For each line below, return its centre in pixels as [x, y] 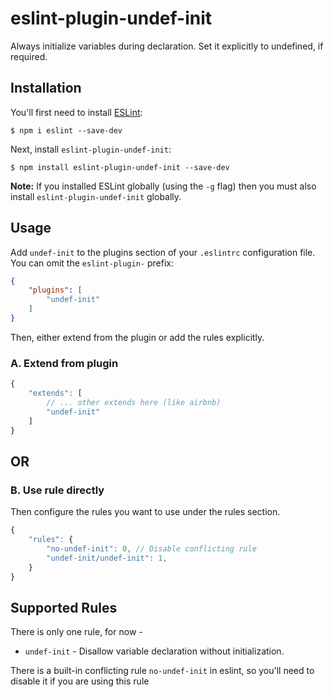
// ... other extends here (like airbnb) [134, 402]
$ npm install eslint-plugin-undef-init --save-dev [120, 167]
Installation [46, 88]
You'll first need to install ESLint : [76, 112]
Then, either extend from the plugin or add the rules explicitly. [137, 337]
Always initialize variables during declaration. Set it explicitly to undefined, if [167, 46]
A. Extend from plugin [64, 363]
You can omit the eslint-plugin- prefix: [92, 263]
